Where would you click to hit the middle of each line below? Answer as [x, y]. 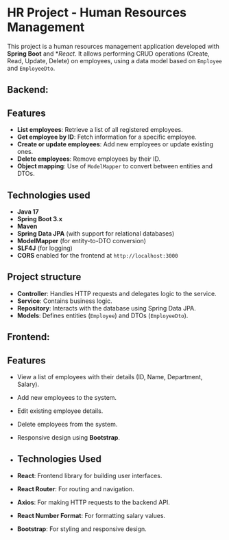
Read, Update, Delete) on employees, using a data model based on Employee [114, 60]
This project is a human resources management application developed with [113, 46]
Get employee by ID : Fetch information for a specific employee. [107, 137]
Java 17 [28, 212]
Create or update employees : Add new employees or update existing [115, 144]
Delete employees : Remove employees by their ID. [89, 159]
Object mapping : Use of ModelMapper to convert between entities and [115, 166]
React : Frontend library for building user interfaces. [89, 475]
